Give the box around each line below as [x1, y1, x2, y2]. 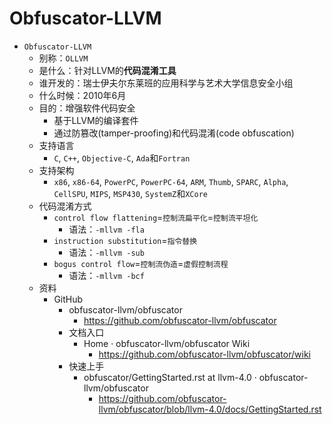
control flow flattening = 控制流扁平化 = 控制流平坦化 [53, 211, 259, 223]
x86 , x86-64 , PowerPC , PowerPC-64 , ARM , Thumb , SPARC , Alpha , [53, 175, 289, 187]
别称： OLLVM [38, 52, 89, 64]
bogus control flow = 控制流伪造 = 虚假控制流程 [53, 257, 229, 269]
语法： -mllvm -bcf [68, 269, 145, 281]
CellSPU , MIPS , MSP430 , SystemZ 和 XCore [53, 187, 208, 199]
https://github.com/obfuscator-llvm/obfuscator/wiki [98, 348, 311, 360]
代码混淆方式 [38, 200, 92, 212]
